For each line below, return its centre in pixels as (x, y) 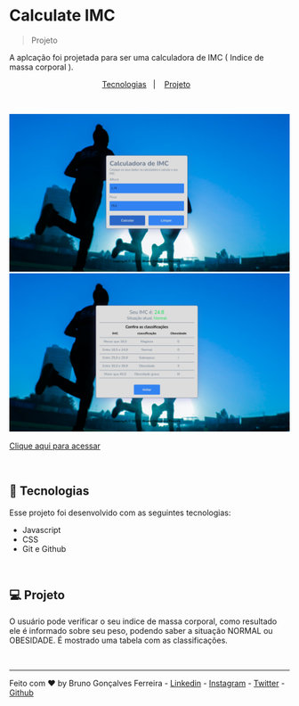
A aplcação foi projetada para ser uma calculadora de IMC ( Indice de (137, 57)
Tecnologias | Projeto (146, 84)
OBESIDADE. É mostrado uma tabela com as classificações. (119, 640)
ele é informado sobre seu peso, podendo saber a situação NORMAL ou (141, 630)
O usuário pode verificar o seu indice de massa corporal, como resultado (143, 621)
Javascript (41, 529)
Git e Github (44, 548)
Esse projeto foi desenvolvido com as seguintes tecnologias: (120, 513)
